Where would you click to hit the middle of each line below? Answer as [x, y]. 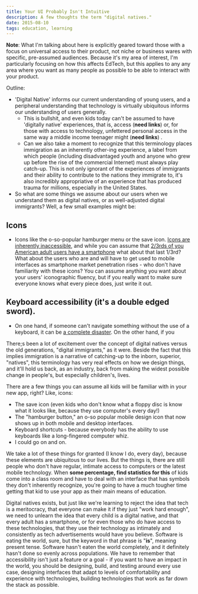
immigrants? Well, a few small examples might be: [75, 207]
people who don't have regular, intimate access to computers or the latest [96, 466]
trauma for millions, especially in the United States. [85, 188]
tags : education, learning [39, 28]
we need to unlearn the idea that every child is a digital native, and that [92, 515]
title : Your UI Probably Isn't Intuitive [58, 12]
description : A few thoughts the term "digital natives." [79, 17]
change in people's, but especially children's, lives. [68, 375]
